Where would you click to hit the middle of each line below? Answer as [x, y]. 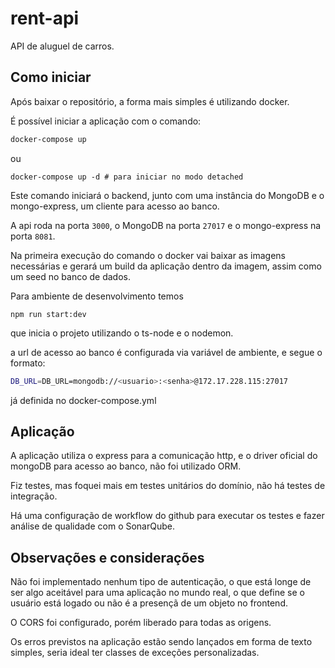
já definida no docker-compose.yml [83, 400]
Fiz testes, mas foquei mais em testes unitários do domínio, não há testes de [168, 486]
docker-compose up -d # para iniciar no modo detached [127, 177]
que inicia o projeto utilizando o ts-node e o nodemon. [122, 333]
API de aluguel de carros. [62, 46]
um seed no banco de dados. [70, 276]
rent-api [45, 18]
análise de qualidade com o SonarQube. [92, 526]
